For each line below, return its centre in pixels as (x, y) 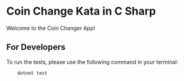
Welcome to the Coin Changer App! (51, 28)
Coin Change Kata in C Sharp (81, 11)
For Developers (36, 47)
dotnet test (32, 73)
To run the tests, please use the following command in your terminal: (92, 62)
